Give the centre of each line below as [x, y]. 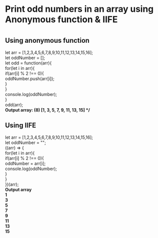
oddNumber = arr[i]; [25, 163]
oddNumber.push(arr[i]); [30, 78]
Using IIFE [21, 126]
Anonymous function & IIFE [61, 19]
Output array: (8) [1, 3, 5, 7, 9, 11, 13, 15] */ [48, 110]
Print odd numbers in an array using [79, 9]
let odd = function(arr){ [28, 63]
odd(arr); [14, 105]
